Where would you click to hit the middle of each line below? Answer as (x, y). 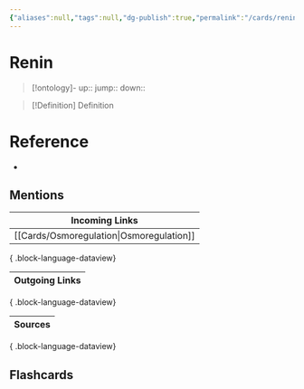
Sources (33, 325)
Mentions (37, 195)
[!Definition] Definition (73, 105)
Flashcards (42, 375)
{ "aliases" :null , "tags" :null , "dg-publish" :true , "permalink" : (127, 18)
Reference (49, 142)
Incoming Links (104, 221)
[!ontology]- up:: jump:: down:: (89, 88)
